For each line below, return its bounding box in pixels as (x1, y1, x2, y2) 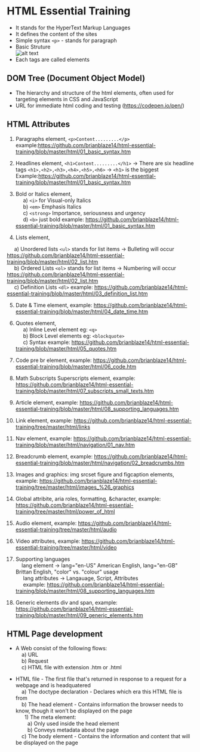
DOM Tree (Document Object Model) (7, 73, 146, 83)
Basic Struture (15, 43, 51, 50)
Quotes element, (15, 319, 57, 327)
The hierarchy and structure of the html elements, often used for (15, 89, 174, 96)
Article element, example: (15, 398, 79, 406)
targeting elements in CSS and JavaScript (15, 95, 118, 102)
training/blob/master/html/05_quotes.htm (15, 345, 117, 352)
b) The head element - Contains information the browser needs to (21, 701, 184, 708)
